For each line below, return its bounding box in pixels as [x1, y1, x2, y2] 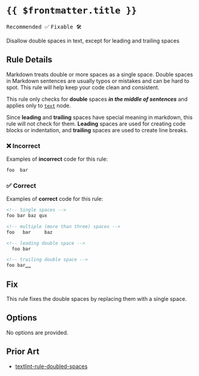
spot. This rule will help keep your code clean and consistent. [6, 84, 160, 91]
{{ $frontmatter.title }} [6, 5, 137, 16]
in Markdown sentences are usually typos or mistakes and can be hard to [6, 77, 190, 84]
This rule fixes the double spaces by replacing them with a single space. [6, 295, 187, 303]
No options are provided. [6, 329, 69, 336]
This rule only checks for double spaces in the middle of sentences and [6, 95, 188, 102]
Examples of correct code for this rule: [6, 195, 103, 203]
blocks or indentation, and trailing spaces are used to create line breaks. [6, 126, 188, 133]
